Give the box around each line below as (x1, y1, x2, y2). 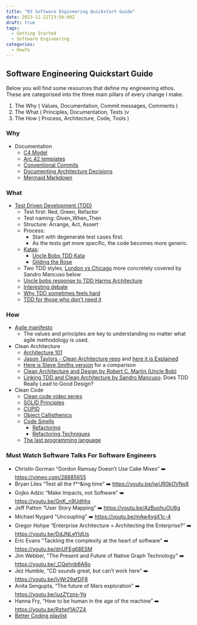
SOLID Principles (23, 399, 65, 406)
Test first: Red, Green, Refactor (23, 209, 99, 216)
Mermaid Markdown (23, 174, 72, 181)
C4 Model (23, 148, 48, 156)
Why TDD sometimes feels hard (23, 290, 101, 297)
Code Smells (23, 418, 55, 425)
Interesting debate (23, 283, 68, 290)
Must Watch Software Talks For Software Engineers (6, 451, 157, 459)
